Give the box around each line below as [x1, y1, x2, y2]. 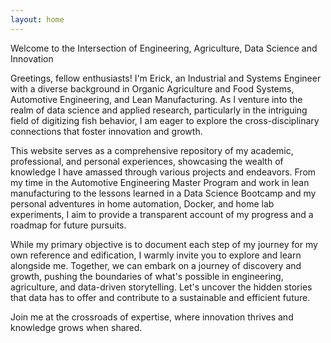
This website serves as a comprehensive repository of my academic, [10, 144, 294, 156]
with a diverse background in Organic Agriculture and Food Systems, [10, 82, 295, 95]
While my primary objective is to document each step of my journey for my [10, 238, 318, 250]
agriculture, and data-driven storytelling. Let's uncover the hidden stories [10, 281, 313, 293]
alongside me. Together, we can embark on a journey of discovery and [10, 259, 302, 271]
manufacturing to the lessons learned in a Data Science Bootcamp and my [10, 187, 317, 199]
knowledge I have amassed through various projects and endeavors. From [10, 166, 317, 178]
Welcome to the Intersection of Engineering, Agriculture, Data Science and [10, 42, 318, 54]
